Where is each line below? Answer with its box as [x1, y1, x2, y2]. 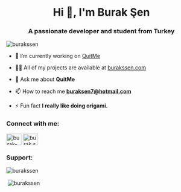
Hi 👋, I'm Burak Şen [52, 5, 150, 19]
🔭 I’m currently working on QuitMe [14, 53, 101, 60]
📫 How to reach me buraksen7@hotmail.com [14, 88, 132, 95]
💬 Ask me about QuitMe [14, 75, 75, 83]
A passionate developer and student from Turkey [28, 27, 175, 36]
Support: [6, 153, 33, 162]
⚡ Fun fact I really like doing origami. [14, 102, 108, 109]
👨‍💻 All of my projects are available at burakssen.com [14, 64, 147, 71]
